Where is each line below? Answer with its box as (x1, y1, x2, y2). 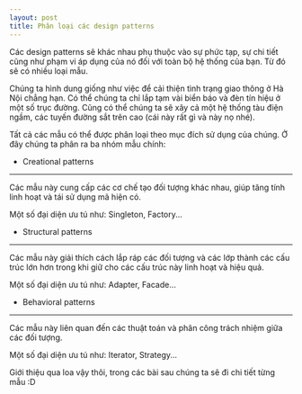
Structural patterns (22, 226, 93, 237)
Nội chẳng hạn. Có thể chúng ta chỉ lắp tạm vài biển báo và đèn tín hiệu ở (9, 92, 281, 103)
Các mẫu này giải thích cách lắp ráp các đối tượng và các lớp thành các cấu (9, 252, 290, 263)
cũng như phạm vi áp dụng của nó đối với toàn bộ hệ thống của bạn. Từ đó (9, 56, 286, 67)
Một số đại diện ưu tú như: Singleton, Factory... (9, 209, 182, 219)
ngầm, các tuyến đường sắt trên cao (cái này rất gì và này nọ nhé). (9, 112, 255, 122)
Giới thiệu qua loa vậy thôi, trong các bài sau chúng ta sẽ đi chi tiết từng (9, 366, 276, 378)
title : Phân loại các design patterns (9, 22, 155, 31)
